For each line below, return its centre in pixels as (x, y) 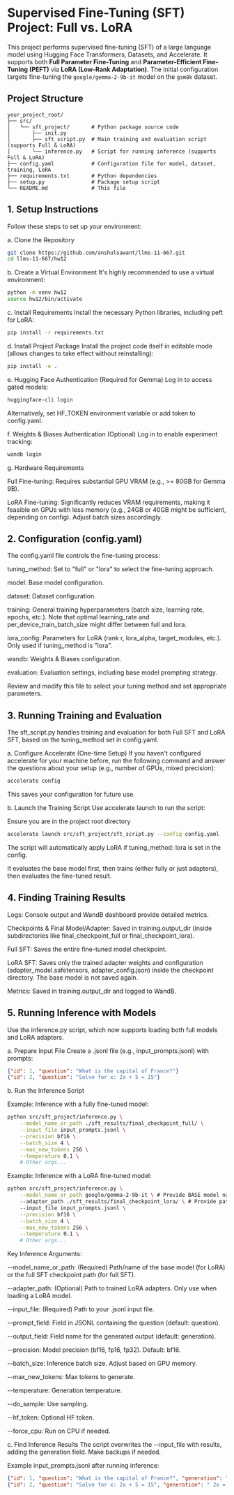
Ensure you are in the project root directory (69, 821)
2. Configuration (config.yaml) (75, 539)
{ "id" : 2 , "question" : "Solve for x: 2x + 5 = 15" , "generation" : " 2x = (117, 1485)
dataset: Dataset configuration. (52, 596)
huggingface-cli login (40, 399)
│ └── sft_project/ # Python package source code (93, 127)
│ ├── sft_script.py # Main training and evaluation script (107, 139)
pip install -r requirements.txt (56, 333)
